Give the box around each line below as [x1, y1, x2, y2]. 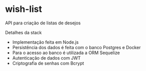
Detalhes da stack [5, 29, 42, 35]
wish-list [5, 3, 42, 15]
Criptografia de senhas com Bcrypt [12, 60, 84, 66]
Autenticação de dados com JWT [12, 55, 81, 61]
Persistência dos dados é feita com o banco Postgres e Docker [12, 44, 141, 50]
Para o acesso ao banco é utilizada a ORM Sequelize [12, 50, 120, 56]
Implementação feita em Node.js [12, 39, 79, 45]
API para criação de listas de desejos [5, 20, 81, 26]
